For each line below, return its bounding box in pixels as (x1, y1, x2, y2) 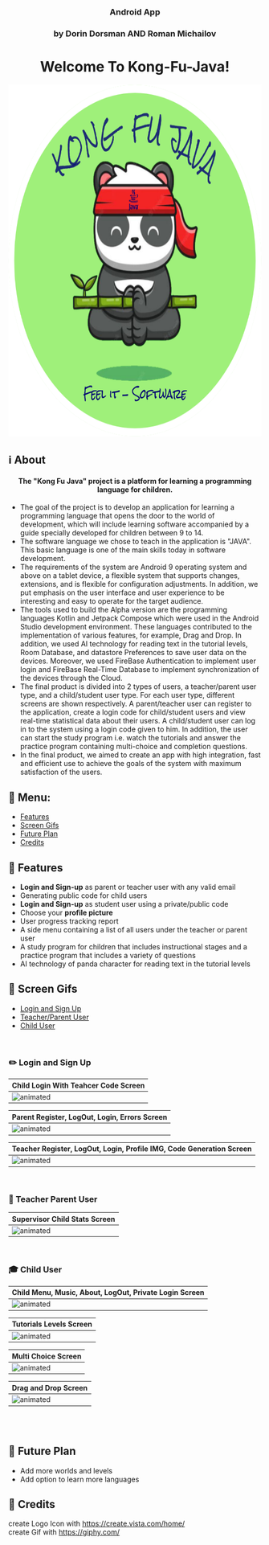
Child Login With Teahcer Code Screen (11, 1080, 145, 1090)
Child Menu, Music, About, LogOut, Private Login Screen (11, 1288, 205, 1297)
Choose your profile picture (19, 908, 114, 917)
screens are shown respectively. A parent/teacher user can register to (19, 699, 252, 709)
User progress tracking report (19, 916, 119, 926)
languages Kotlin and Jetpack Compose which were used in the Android (19, 613, 259, 623)
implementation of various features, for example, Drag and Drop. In (19, 630, 243, 641)
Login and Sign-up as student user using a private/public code (19, 900, 229, 908)
